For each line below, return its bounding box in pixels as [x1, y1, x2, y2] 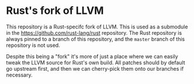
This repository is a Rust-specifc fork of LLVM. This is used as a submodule [6, 23, 188, 30]
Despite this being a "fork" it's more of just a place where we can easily [6, 53, 178, 60]
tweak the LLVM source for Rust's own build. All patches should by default [6, 59, 185, 66]
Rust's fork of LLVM [6, 4, 104, 17]
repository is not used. [6, 42, 60, 49]
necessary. [6, 71, 33, 78]
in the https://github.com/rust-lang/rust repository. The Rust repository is [6, 29, 182, 36]
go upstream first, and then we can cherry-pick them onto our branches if [6, 65, 184, 72]
